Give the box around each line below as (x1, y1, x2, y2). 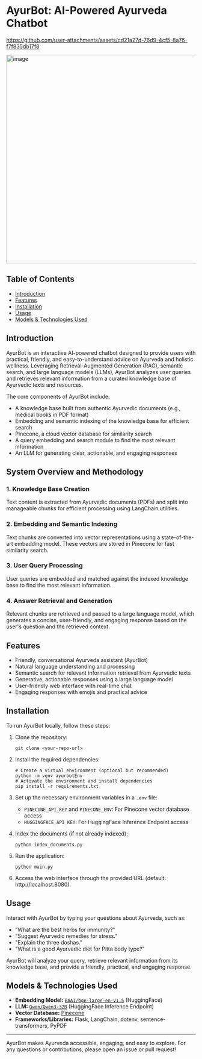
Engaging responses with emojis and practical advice (14, 688, 147, 696)
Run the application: (14, 852, 65, 859)
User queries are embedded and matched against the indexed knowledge (6, 575, 188, 582)
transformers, (14, 1022, 49, 1029)
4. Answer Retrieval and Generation (6, 596, 112, 605)
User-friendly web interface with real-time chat (14, 682, 132, 689)
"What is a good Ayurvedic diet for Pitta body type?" (14, 945, 145, 952)
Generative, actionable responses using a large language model (14, 675, 173, 683)
